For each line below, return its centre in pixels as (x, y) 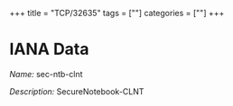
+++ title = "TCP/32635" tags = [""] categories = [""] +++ (117, 13)
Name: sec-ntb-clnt (46, 74)
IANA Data (49, 49)
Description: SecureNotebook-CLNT (77, 91)
